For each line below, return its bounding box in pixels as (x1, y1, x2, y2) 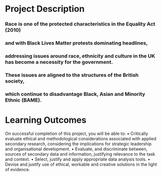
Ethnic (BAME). (5, 97, 42, 103)
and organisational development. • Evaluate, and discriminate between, (5, 146, 148, 152)
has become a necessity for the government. (5, 59, 113, 65)
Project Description (5, 3, 85, 15)
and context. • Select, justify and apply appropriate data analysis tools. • (5, 156, 150, 162)
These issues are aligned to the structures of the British (5, 72, 139, 78)
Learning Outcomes (5, 115, 86, 125)
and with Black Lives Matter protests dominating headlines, (5, 40, 148, 46)
